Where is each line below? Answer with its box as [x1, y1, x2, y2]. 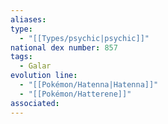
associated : [10, 98, 60, 108]
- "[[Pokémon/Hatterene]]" [19, 89, 132, 99]
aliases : [10, 14, 47, 25]
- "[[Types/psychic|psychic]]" [19, 33, 150, 43]
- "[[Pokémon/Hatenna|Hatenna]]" [19, 80, 159, 90]
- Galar [19, 61, 52, 71]
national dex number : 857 [10, 42, 118, 53]
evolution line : [10, 71, 78, 81]
